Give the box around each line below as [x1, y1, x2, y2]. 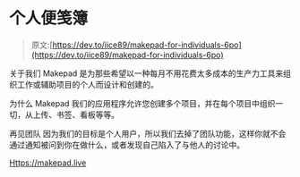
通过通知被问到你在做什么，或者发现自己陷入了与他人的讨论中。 [9, 139, 244, 150]
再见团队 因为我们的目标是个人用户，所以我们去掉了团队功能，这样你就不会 [9, 128, 287, 139]
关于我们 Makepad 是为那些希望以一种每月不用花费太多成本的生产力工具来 [9, 68, 284, 79]
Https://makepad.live [9, 157, 87, 168]
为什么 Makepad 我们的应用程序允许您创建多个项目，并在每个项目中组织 [9, 97, 276, 108]
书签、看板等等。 [56, 109, 119, 120]
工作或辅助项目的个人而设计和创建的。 [16, 79, 159, 89]
